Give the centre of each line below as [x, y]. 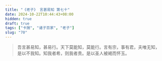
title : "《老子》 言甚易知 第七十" [37, 10]
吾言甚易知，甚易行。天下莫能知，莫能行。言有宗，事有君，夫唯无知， [88, 47]
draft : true [17, 23]
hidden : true [18, 19]
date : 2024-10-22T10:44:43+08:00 [39, 14]
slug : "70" [16, 32]
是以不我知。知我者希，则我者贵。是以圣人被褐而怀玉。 [73, 53]
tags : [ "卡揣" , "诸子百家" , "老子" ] [40, 28]
